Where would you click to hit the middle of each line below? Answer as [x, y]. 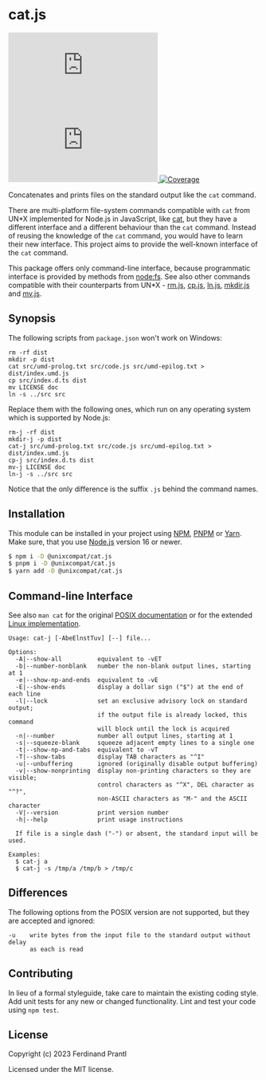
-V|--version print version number [92, 813]
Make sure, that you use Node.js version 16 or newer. [95, 542]
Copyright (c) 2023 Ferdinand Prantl [68, 1054]
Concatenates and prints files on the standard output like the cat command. [132, 195]
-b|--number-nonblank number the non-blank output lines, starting [133, 666]
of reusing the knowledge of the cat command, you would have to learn [126, 235]
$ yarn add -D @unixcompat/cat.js [66, 571]
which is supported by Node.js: [59, 417]
